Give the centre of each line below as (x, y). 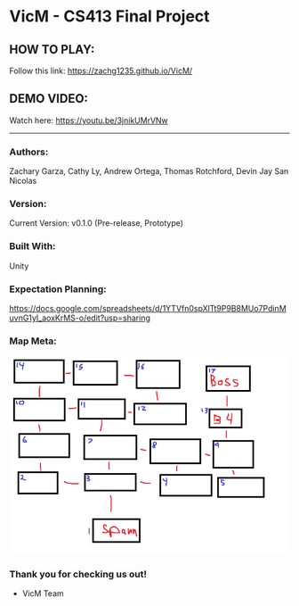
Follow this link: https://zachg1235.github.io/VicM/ (101, 71)
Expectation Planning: (58, 289)
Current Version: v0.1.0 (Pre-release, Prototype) (97, 223)
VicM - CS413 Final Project (110, 17)
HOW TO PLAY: (52, 50)
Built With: (32, 246)
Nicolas (23, 181)
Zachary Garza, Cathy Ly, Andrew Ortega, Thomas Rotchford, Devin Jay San (149, 171)
